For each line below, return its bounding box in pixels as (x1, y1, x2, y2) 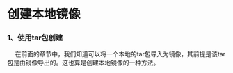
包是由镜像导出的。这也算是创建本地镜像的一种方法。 (7, 58, 160, 67)
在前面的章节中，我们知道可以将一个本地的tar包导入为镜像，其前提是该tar (15, 50, 226, 58)
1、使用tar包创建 (7, 33, 63, 42)
